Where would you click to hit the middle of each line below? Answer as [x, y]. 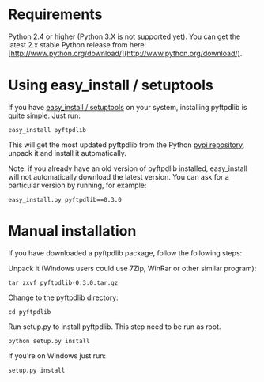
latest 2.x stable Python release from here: [77, 44]
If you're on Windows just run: [57, 356]
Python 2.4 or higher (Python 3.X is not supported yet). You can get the [124, 36]
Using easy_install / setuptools [111, 85]
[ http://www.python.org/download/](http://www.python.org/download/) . [125, 53]
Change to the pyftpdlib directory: [63, 297]
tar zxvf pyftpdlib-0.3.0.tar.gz [63, 282]
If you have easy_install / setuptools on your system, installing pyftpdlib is [128, 107]
